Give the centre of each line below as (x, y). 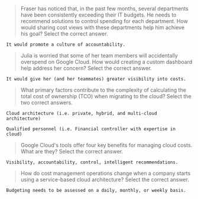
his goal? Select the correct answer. (64, 34)
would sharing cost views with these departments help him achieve (103, 27)
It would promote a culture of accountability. (66, 44)
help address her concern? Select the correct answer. (86, 68)
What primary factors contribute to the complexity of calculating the (103, 90)
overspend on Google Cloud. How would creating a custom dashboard (106, 62)
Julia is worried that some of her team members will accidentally (99, 55)
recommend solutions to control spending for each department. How (104, 21)
